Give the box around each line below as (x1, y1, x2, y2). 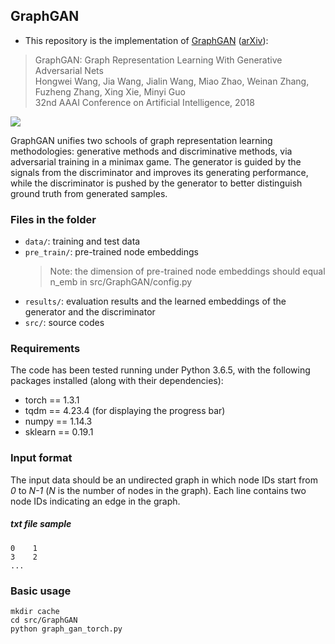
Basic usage (10, 584, 72, 598)
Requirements (10, 342, 81, 356)
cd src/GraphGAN (10, 615, 78, 625)
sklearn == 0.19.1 (24, 426, 94, 438)
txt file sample (10, 518, 72, 530)
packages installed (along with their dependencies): (10, 375, 224, 387)
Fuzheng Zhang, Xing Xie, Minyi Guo (34, 85, 186, 98)
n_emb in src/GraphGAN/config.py (49, 276, 193, 288)
